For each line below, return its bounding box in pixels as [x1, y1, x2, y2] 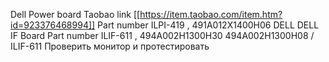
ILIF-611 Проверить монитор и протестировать [10, 40, 210, 52]
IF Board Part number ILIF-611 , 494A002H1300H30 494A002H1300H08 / [10, 30, 315, 41]
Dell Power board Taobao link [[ [10, 9, 141, 20]
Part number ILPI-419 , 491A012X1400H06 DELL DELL [97, 19, 320, 31]
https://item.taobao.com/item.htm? [139, 9, 283, 20]
